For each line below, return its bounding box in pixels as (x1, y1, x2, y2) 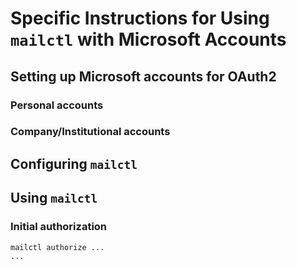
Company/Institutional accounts (10, 125, 171, 139)
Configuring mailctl (10, 155, 138, 172)
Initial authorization (10, 220, 108, 234)
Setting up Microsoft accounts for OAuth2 (10, 68, 277, 85)
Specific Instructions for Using (10, 7, 270, 30)
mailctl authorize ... (10, 242, 105, 252)
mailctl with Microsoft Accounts (10, 28, 287, 51)
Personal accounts (10, 98, 104, 112)
